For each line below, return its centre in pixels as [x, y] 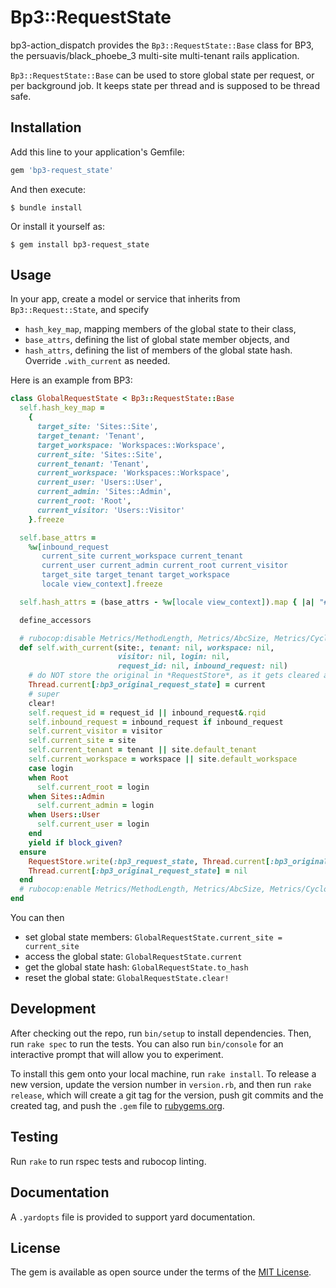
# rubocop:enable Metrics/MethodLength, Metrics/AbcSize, [143, 889]
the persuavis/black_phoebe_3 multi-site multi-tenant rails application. [155, 55]
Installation [46, 127]
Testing [34, 1137]
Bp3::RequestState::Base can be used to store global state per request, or [162, 75]
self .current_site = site [82, 741]
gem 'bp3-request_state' [62, 170]
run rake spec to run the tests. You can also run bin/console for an [147, 1043]
